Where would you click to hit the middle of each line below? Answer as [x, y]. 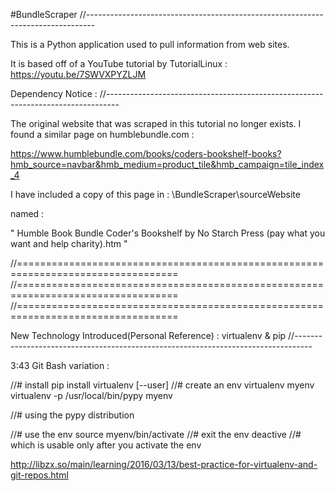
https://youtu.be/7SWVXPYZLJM [78, 74]
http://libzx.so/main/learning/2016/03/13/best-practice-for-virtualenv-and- [164, 464]
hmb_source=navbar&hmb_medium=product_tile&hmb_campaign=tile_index [167, 164]
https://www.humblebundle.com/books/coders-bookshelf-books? [146, 153]
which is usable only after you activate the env [106, 445]
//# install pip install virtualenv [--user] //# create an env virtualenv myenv [162, 385]
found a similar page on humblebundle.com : [102, 134]
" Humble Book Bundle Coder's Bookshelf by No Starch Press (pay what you [168, 233]
